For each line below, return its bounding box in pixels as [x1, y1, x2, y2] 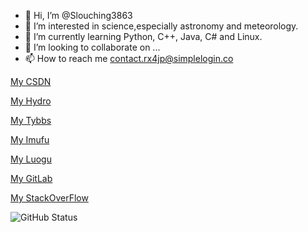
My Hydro [10, 95, 52, 107]
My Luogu [10, 153, 52, 165]
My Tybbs [10, 115, 52, 126]
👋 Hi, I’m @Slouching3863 [24, 10, 133, 21]
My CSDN [10, 76, 52, 87]
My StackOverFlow [10, 192, 89, 204]
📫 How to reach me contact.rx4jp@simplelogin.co [24, 53, 234, 64]
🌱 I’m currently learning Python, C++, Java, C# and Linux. [24, 31, 263, 42]
